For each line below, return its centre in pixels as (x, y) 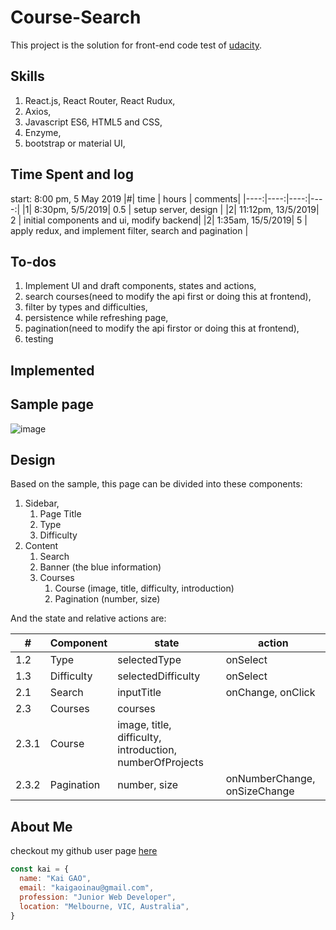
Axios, (38, 111)
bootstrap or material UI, (75, 143)
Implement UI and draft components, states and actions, (140, 286)
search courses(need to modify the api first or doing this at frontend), (168, 297)
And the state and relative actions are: (88, 618)
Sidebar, (42, 503)
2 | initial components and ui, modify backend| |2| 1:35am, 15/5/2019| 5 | (159, 220)
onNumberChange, (270, 779)
